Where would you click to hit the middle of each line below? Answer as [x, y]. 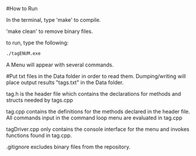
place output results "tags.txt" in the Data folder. [65, 82]
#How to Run [22, 9]
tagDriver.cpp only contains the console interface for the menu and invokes [98, 129]
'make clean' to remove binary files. [50, 31]
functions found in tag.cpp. [39, 135]
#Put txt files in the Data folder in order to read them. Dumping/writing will [96, 76]
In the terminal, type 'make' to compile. [54, 20]
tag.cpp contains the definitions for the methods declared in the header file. [98, 111]
